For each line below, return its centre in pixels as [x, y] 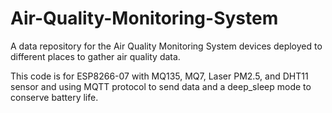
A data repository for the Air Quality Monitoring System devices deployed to [166, 46]
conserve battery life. [54, 97]
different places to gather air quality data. [95, 56]
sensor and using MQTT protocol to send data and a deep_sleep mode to [161, 86]
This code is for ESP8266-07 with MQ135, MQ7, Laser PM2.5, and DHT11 [159, 76]
